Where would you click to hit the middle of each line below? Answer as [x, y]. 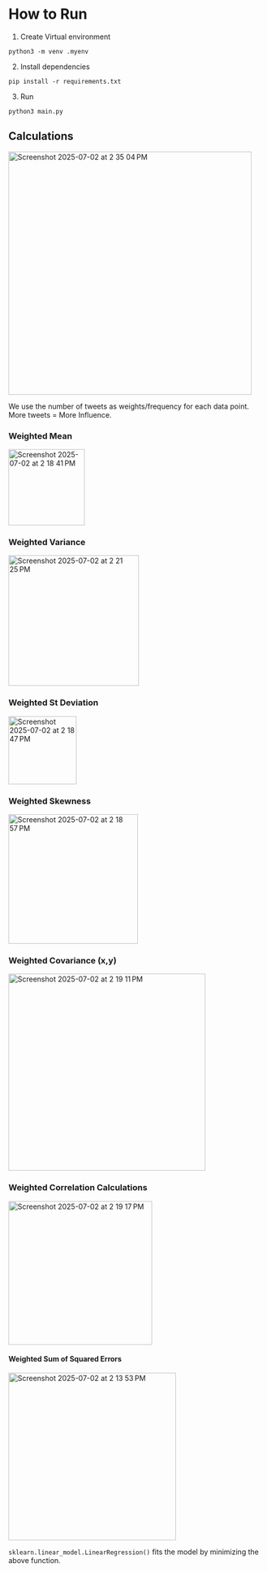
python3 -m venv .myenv [49, 51]
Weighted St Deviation [54, 703]
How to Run [48, 14]
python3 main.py [36, 111]
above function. [34, 1560]
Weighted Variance [47, 542]
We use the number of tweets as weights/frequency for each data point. [129, 406]
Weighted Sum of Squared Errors [65, 1359]
